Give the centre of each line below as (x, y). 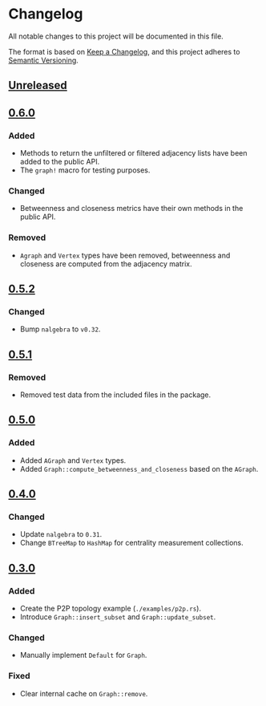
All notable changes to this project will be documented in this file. (116, 36)
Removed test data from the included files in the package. (115, 395)
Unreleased (38, 85)
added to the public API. (60, 162)
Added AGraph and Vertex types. (73, 460)
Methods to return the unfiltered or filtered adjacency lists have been (133, 153)
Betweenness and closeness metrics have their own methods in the (131, 209)
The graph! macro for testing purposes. (85, 170)
